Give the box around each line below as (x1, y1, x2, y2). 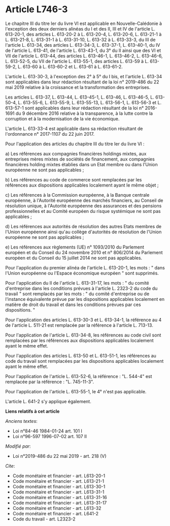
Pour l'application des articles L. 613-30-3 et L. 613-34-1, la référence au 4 (5, 317, 162, 323)
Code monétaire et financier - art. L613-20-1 (12, 473, 106, 479)
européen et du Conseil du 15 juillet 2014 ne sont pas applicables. (5, 255, 143, 261)
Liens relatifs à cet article (5, 408, 60, 414)
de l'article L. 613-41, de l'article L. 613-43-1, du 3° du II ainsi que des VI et (5, 47, 161, 53)
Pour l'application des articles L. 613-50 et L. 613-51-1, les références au (5, 352, 156, 359)
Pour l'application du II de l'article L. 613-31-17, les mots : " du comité (5, 280, 149, 286)
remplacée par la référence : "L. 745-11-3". (5, 379, 94, 385)
